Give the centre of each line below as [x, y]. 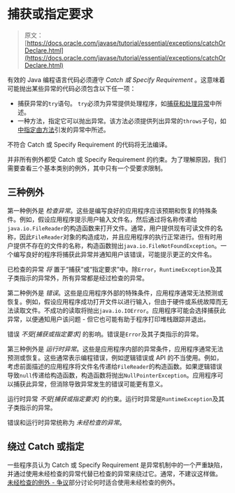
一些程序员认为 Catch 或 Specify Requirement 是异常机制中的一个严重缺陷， [117, 465]
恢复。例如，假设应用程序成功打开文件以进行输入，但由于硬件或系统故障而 [114, 301]
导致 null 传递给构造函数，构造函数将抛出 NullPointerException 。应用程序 [112, 375]
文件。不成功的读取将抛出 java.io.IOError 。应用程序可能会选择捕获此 [126, 310]
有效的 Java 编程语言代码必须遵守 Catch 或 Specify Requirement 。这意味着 [116, 79]
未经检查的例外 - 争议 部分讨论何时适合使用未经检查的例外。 [93, 482]
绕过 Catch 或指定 [46, 446]
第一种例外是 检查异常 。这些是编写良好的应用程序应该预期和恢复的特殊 [109, 210]
